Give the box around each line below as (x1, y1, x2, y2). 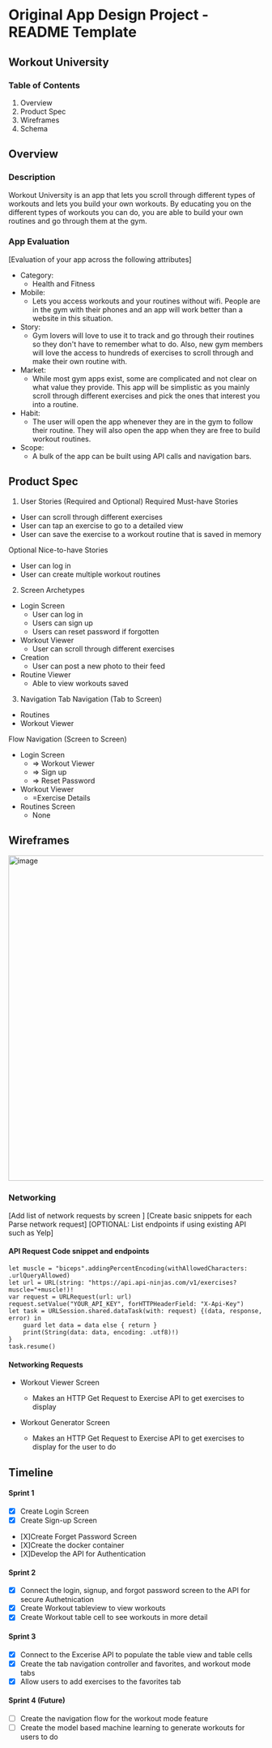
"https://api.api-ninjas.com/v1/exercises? (87, 1278, 237, 1286)
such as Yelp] (8, 1227, 54, 1238)
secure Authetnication (19, 1595, 95, 1604)
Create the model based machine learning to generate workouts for (19, 1722, 245, 1733)
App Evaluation (8, 236, 70, 247)
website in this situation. (32, 313, 113, 323)
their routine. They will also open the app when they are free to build (32, 425, 261, 435)
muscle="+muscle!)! (8, 1286, 74, 1294)
